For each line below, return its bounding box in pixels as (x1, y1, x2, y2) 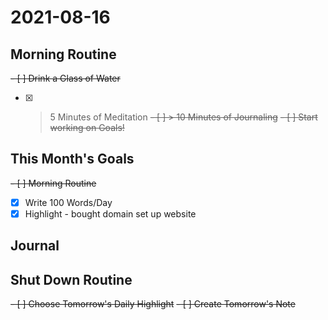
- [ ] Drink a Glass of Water (10, 72, 121, 84)
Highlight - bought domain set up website (24, 207, 197, 220)
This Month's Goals (10, 151, 135, 168)
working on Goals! (49, 122, 125, 133)
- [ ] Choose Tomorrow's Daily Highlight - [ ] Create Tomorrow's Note (10, 298, 296, 310)
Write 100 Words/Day (24, 196, 113, 208)
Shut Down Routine (10, 271, 133, 288)
